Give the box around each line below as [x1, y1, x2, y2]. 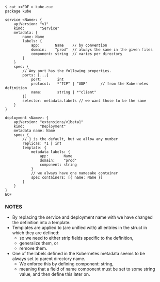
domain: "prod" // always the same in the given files [31, 47, 153, 52]
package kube [5, 9, 32, 14]
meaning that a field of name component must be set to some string [19, 266, 155, 272]
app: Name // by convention [31, 43, 108, 48]
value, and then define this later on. [19, 271, 90, 277]
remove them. [19, 245, 48, 251]
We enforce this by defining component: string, [19, 261, 114, 267]
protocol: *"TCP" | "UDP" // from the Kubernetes [31, 81, 149, 86]
